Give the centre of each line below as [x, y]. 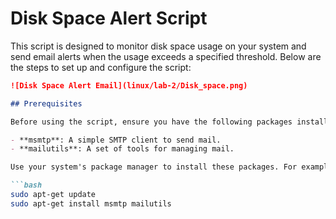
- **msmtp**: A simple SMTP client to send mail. [116, 140]
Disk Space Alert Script [109, 18]
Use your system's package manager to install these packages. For [154, 167]
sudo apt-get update [53, 195]
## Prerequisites [46, 103]
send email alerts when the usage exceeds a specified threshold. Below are [166, 56]
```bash [26, 185]
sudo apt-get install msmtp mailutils [91, 203]
